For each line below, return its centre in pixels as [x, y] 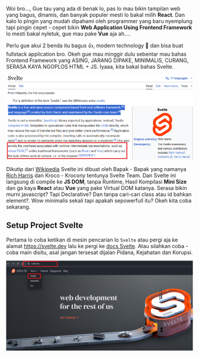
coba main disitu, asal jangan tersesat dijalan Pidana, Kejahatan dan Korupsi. [99, 252]
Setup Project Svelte [45, 225]
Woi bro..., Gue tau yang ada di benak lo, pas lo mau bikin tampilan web [93, 9]
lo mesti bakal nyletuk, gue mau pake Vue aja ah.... [68, 34]
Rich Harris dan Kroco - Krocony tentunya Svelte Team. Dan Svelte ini [91, 175]
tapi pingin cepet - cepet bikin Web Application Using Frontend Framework [99, 27]
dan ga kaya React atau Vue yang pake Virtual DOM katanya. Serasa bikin [97, 188]
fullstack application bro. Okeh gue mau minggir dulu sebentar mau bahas [96, 54]
